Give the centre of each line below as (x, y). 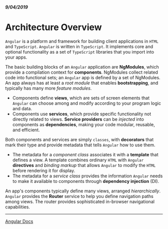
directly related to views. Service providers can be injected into (78, 119)
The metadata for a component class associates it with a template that (85, 154)
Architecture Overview (53, 27)
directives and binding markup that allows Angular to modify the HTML (84, 165)
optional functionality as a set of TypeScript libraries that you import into (79, 52)
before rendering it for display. (44, 170)
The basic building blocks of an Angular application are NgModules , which (82, 67)
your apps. (16, 57)
